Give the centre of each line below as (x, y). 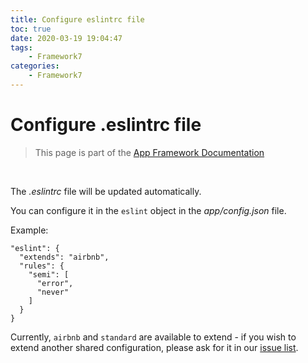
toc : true (31, 29)
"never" (53, 292)
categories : (35, 66)
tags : (21, 47)
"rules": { (42, 266)
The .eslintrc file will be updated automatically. (106, 191)
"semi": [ (49, 274)
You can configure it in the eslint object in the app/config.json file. (148, 210)
